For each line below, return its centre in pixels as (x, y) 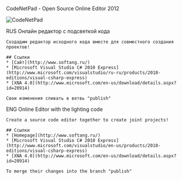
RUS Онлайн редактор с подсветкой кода (58, 31)
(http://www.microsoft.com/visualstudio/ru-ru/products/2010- (83, 73)
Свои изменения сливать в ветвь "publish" (59, 99)
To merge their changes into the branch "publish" (69, 171)
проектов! (18, 47)
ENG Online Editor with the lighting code (55, 109)
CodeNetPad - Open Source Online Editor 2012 (63, 9)
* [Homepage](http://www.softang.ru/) (53, 135)
